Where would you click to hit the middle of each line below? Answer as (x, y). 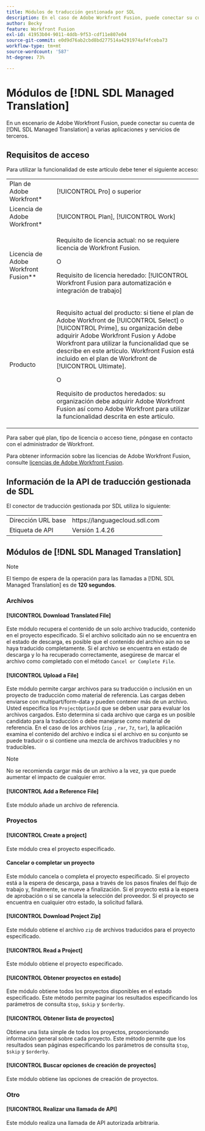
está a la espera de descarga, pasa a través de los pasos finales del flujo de (102, 883)
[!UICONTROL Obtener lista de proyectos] (60, 1018)
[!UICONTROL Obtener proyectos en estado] (63, 978)
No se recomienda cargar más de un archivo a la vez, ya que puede (91, 771)
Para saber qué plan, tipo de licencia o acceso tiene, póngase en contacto (100, 438)
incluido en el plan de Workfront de (107, 359)
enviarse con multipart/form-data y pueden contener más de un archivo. (97, 702)
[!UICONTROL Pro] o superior (99, 192)
